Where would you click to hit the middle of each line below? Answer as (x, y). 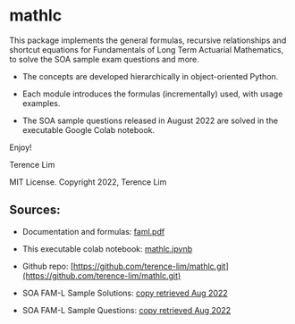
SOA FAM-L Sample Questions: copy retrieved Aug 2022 (126, 310)
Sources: (35, 210)
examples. (41, 103)
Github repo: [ (48, 266)
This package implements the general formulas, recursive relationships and (148, 40)
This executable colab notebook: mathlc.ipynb (107, 249)
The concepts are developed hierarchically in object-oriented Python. (150, 76)
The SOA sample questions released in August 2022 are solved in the (150, 120)
